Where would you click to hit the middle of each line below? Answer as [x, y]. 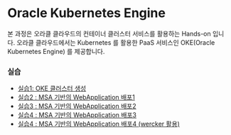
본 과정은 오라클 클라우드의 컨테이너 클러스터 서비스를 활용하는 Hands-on [109, 33]
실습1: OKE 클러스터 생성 [52, 88]
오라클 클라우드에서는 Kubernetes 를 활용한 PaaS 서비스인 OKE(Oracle [116, 42]
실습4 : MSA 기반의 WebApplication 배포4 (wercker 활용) [98, 124]
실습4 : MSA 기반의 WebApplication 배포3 [77, 115]
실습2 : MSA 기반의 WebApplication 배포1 [76, 97]
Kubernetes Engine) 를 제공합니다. [56, 51]
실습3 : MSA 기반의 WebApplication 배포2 [77, 106]
